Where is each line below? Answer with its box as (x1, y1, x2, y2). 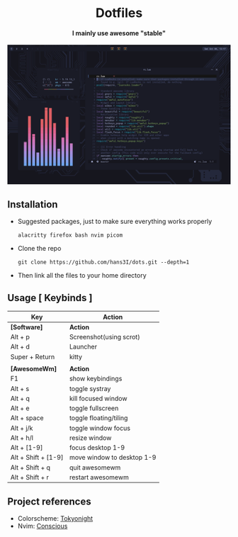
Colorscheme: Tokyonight (17, 514, 93, 523)
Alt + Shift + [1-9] (10, 453, 64, 462)
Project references (7, 495, 91, 507)
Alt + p (10, 333, 30, 341)
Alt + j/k (10, 424, 33, 432)
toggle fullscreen (69, 404, 119, 412)
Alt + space (10, 414, 44, 422)
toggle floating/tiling (69, 414, 128, 422)
